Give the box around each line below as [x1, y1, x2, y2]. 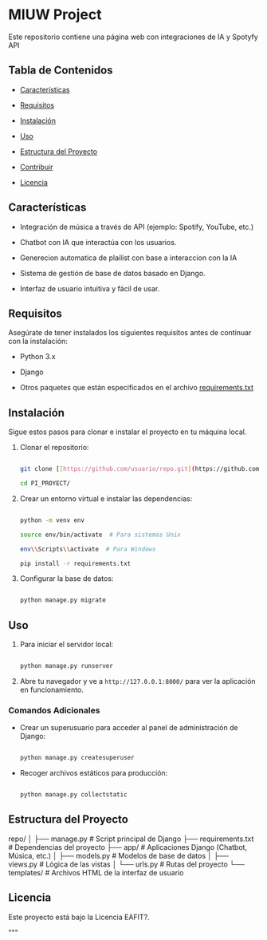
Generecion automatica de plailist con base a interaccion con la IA [19, 253, 238, 263]
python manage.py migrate [19, 596, 106, 604]
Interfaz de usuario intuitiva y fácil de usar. [19, 283, 160, 293]
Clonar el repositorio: [19, 443, 89, 452]
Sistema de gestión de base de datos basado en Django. [19, 268, 206, 278]
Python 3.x [19, 352, 56, 361]
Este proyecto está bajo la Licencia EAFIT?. [8, 912, 150, 922]
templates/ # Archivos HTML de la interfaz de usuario [8, 867, 184, 877]
